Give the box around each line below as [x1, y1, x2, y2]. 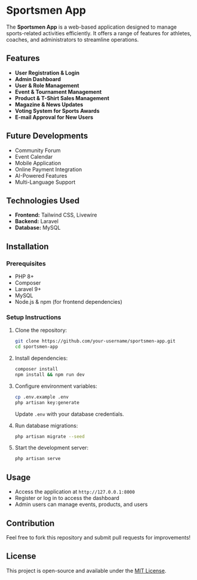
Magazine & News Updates [14, 101, 84, 108]
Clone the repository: [14, 326, 67, 334]
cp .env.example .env [14, 394, 69, 400]
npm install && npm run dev [14, 371, 85, 378]
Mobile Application [14, 159, 61, 166]
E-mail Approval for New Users [14, 113, 94, 121]
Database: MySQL [14, 224, 61, 232]
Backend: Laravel [14, 218, 59, 225]
